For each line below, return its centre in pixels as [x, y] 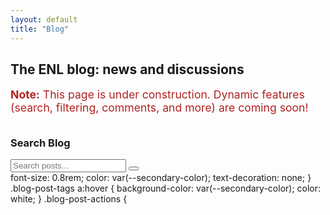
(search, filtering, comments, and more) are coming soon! [159, 108]
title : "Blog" [40, 29]
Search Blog [40, 143]
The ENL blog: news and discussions [127, 69]
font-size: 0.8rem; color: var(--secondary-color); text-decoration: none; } [161, 178]
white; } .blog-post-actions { [69, 199]
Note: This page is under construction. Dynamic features [157, 94]
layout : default [44, 19]
